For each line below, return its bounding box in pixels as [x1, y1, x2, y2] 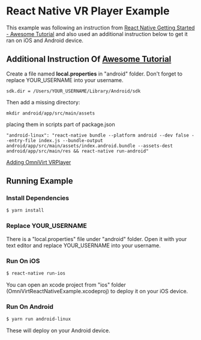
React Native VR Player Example [6, 4, 170, 18]
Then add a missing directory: [6, 98, 80, 106]
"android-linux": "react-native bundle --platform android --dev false [6, 132, 189, 139]
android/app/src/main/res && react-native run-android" [6, 148, 149, 154]
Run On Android [6, 302, 54, 311]
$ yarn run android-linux [6, 316, 71, 322]
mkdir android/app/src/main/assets [6, 110, 95, 116]
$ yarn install [6, 207, 44, 213]
